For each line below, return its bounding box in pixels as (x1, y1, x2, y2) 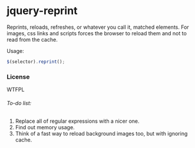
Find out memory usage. (15, 124, 75, 131)
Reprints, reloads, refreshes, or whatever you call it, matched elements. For (6, 23, 189, 31)
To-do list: (6, 99, 32, 106)
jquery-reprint (6, 4, 78, 18)
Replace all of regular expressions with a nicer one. (15, 117, 140, 125)
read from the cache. (6, 36, 58, 43)
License (6, 72, 30, 80)
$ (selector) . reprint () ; (6, 59, 65, 65)
